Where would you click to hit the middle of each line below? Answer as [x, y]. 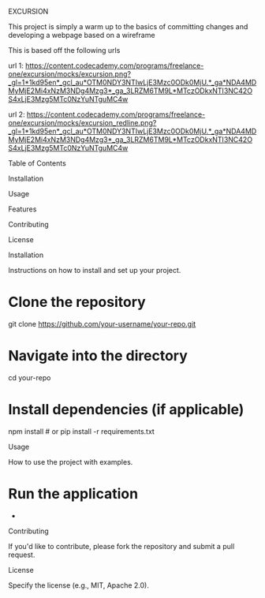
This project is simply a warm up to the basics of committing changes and [128, 26]
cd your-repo [30, 377]
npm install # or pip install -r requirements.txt [82, 431]
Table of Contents [37, 163]
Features [22, 209]
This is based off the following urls [64, 50]
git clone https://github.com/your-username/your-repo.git [102, 323]
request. [22, 555]
